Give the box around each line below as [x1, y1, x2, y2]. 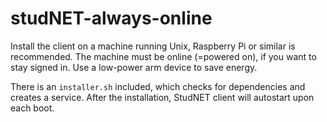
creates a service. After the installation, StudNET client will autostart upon [10, 91, 315, 103]
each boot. [10, 102, 55, 114]
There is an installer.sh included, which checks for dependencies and [10, 80, 306, 92]
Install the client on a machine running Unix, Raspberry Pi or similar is [10, 40, 296, 52]
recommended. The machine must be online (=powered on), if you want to [10, 50, 317, 62]
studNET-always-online [10, 7, 213, 30]
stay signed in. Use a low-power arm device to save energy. [10, 61, 258, 73]
